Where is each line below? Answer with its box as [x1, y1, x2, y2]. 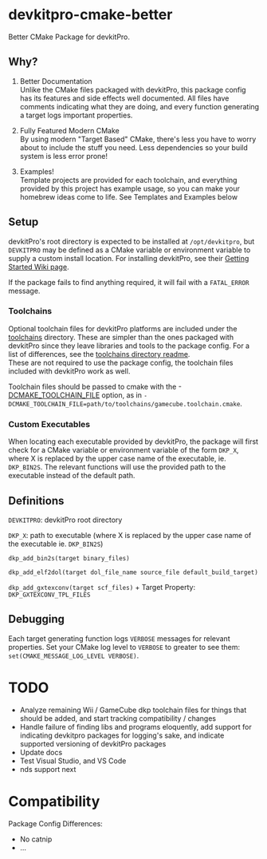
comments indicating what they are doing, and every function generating [19, 101, 260, 111]
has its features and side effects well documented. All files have [19, 93, 230, 103]
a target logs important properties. [19, 110, 133, 120]
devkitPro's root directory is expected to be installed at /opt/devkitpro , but [8, 236, 255, 246]
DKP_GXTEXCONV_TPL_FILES [8, 591, 91, 599]
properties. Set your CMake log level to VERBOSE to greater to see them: [8, 642, 241, 651]
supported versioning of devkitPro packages [19, 738, 167, 748]
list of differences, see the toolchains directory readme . [8, 349, 190, 358]
